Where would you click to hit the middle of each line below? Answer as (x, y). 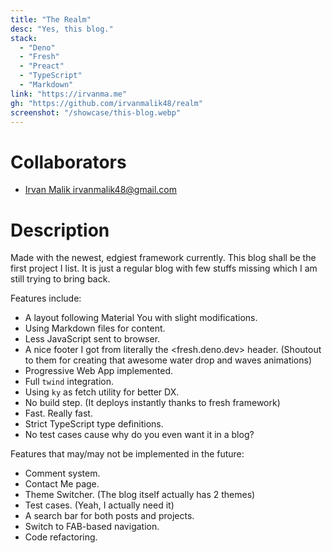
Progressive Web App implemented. (99, 371)
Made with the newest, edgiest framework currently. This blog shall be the (163, 258)
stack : (24, 38)
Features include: (46, 298)
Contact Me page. (62, 484)
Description (60, 230)
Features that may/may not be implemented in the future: (127, 454)
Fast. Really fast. (58, 413)
